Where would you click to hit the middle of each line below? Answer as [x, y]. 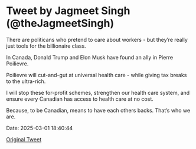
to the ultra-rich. [26, 81]
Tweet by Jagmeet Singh [68, 11]
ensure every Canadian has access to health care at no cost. [80, 99]
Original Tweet [24, 139]
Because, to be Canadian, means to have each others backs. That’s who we [98, 110]
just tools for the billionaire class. [46, 46]
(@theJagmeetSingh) [60, 23]
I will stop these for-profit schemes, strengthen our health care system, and [98, 92]
